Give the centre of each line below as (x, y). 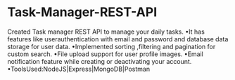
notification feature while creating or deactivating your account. (100, 61)
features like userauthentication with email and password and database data (118, 39)
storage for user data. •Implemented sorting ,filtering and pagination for (112, 46)
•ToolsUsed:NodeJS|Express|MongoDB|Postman (78, 69)
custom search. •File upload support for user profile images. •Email (106, 54)
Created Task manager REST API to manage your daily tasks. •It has (106, 32)
